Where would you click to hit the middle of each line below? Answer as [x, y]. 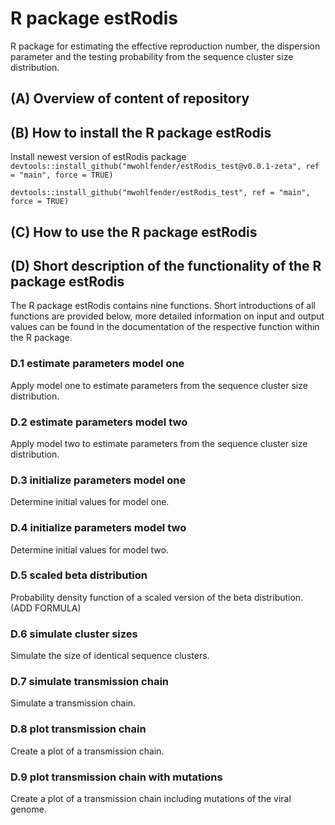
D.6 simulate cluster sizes [74, 634]
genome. [28, 809]
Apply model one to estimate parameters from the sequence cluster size [159, 385]
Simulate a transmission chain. [73, 703]
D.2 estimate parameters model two [99, 422]
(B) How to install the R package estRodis [141, 132]
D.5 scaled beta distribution [79, 575]
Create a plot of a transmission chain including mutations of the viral [151, 799]
